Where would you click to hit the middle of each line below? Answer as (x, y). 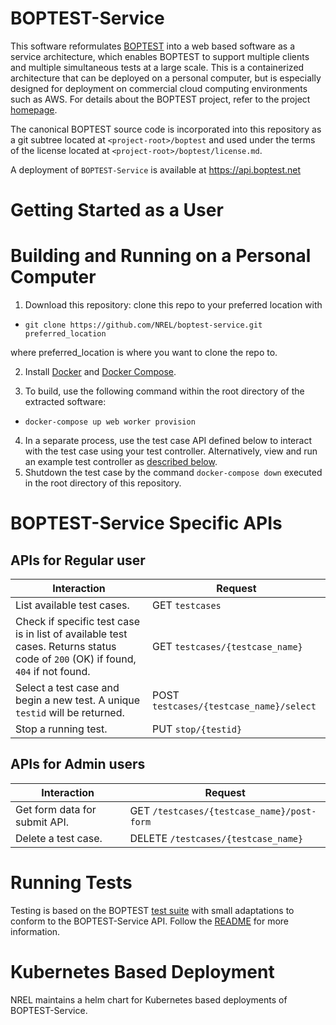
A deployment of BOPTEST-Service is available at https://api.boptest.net (156, 169)
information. (35, 931)
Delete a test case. (59, 838)
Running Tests (71, 883)
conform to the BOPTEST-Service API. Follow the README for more (149, 921)
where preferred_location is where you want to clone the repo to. (144, 353)
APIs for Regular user (78, 560)
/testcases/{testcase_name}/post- (234, 811)
